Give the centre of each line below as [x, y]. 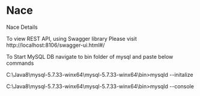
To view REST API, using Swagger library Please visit [71, 38]
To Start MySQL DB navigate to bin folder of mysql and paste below [90, 56]
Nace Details [22, 27]
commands [20, 63]
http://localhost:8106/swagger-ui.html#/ [56, 45]
